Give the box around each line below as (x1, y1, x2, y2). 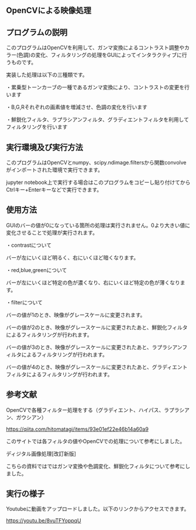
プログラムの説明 (6, 27, 68, 37)
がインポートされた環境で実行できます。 (6, 166, 104, 173)
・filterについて (6, 298, 43, 306)
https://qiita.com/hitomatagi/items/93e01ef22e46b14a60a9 (6, 425, 149, 432)
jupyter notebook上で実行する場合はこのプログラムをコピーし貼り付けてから (6, 179, 191, 186)
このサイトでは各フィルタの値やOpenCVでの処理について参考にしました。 (6, 437, 185, 445)
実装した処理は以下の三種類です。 (6, 71, 88, 78)
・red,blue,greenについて (6, 266, 67, 273)
